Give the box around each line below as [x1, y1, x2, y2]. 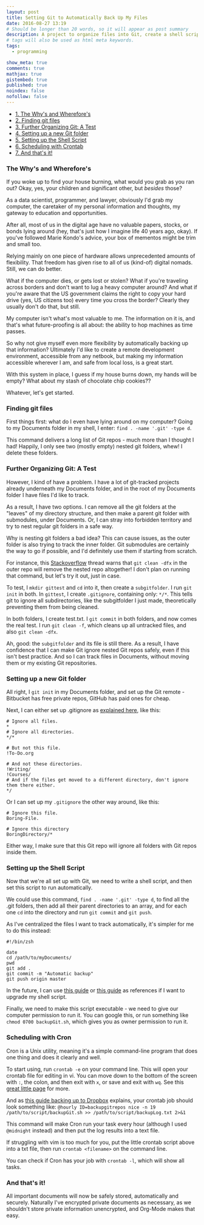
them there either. [6, 782, 56, 789]
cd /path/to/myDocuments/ [6, 955, 72, 961]
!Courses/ [6, 772, 32, 778]
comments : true [6, 65, 45, 71]
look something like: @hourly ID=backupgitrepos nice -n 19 [6, 1103, 156, 1110]
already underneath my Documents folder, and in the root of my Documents [6, 485, 195, 492]
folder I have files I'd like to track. [6, 491, 89, 498]
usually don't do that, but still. [6, 303, 81, 311]
